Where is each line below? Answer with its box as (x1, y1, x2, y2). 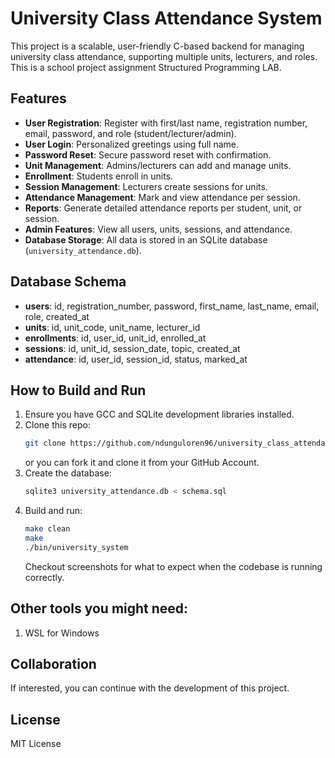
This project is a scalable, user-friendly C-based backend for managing (10, 40, 305, 52)
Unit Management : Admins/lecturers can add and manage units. (24, 159, 292, 171)
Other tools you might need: (10, 600, 189, 617)
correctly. (24, 571, 65, 583)
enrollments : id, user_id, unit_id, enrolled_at (24, 332, 207, 344)
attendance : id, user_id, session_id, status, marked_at (24, 353, 248, 365)
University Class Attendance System (10, 7, 323, 30)
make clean (24, 524, 71, 534)
